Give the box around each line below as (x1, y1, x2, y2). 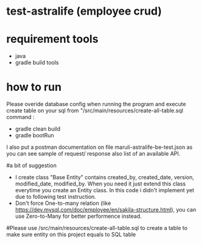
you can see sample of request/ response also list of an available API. (6, 150, 181, 157)
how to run (6, 81, 62, 94)
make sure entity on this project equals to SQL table (6, 231, 136, 239)
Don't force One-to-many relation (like (15, 199, 111, 207)
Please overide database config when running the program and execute (6, 101, 187, 108)
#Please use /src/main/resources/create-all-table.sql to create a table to (6, 224, 187, 232)
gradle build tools (15, 59, 59, 66)
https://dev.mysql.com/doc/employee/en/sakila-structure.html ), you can (15, 206, 197, 213)
